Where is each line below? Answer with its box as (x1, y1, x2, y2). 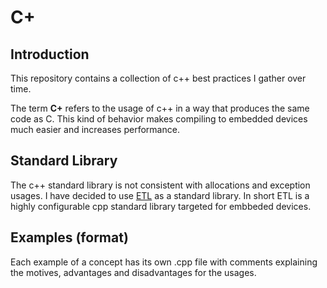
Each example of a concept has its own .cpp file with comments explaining (10, 256, 318, 268)
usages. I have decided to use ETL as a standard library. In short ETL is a (10, 189, 310, 201)
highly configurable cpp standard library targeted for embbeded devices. (10, 200, 312, 212)
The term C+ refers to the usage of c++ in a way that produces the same (10, 102, 310, 114)
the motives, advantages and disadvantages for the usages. (10, 266, 257, 278)
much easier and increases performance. (10, 124, 180, 135)
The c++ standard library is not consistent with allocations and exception (10, 179, 311, 191)
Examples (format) (10, 229, 129, 246)
